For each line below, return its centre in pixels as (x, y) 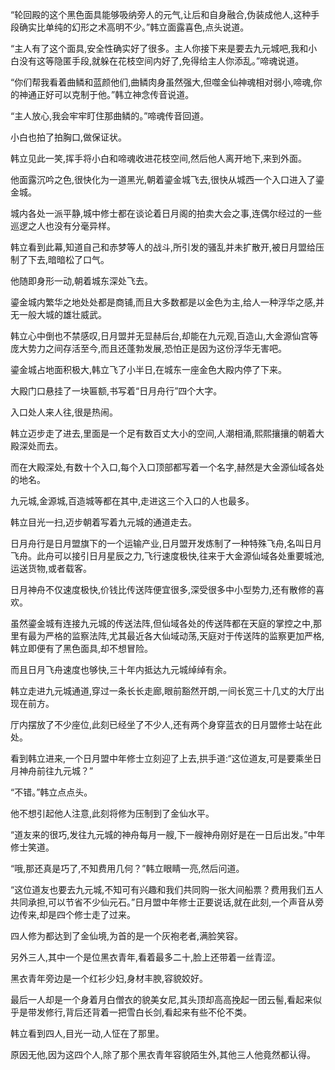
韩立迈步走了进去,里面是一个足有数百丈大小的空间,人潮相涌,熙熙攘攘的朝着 (163, 433)
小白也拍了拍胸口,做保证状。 (69, 137)
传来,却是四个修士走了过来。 (77, 914)
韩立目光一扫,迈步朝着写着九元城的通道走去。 (104, 522)
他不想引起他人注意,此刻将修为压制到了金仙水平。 (112, 813)
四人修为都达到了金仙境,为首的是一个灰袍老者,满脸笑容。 (127, 936)
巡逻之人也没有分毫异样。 (63, 226)
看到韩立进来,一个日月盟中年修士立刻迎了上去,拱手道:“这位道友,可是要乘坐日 (166, 758)
